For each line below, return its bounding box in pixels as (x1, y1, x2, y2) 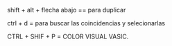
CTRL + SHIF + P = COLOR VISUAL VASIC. (7, 32, 129, 41)
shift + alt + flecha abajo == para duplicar (7, 6, 126, 14)
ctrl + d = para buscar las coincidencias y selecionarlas (7, 19, 165, 27)
